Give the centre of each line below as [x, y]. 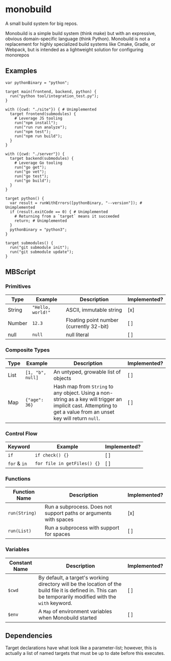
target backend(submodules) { [42, 158]
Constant [21, 562]
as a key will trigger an [95, 399]
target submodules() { [29, 243]
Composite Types [27, 350]
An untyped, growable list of [87, 371]
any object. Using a [76, 393]
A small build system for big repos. [41, 23]
